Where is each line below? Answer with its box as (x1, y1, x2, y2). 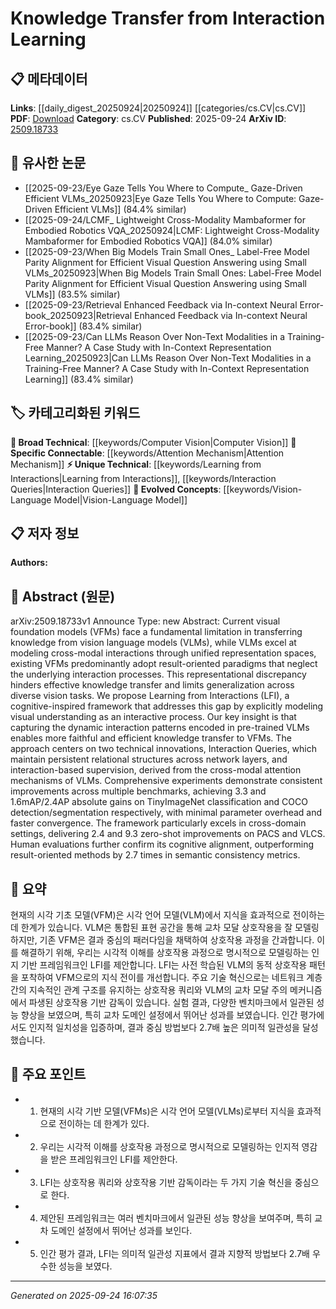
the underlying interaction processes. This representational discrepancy (10, 668, 307, 681)
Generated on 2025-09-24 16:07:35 (10, 1289, 158, 1301)
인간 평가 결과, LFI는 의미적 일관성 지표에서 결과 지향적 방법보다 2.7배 (39, 1247, 310, 1259)
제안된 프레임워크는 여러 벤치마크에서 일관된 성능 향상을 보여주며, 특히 (39, 1212, 313, 1224)
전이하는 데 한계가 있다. (58, 1117, 150, 1129)
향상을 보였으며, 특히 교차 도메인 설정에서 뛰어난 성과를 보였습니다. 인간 (20, 1009, 298, 1021)
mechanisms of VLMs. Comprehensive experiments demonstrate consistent (10, 775, 323, 787)
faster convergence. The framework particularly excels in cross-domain (10, 817, 307, 829)
